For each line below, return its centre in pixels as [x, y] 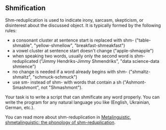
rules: [11, 30]
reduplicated [25, 61]
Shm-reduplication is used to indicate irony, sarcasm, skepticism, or [74, 20]
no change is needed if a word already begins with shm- [70, 72]
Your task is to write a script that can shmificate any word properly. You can [83, 97]
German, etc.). [20, 107]
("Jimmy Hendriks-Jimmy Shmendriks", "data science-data [99, 61]
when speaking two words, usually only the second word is [73, 56]
